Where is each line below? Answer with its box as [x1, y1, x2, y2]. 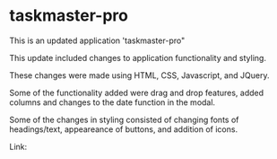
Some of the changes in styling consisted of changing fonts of [9, 114, 239, 125]
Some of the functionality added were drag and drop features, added [9, 87, 264, 98]
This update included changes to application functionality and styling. [9, 52, 267, 63]
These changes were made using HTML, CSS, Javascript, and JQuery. [9, 69, 270, 81]
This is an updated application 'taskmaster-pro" [9, 35, 186, 46]
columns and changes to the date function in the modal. [9, 96, 216, 108]
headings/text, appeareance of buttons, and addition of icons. [9, 123, 238, 135]
